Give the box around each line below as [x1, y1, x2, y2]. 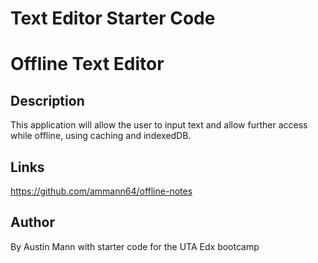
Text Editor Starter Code [10, 7, 216, 30]
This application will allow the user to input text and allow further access [10, 119, 308, 131]
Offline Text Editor [10, 53, 165, 76]
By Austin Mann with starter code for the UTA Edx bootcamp [10, 240, 260, 252]
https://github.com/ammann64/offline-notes [10, 185, 193, 197]
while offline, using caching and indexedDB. [10, 130, 192, 142]
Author [10, 214, 55, 231]
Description [10, 92, 85, 109]
